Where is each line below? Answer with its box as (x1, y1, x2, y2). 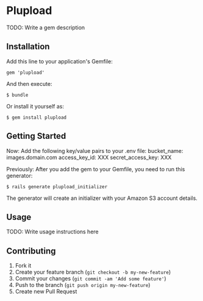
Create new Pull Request (15, 288, 77, 296)
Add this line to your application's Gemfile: (6, 57, 113, 65)
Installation (6, 41, 50, 52)
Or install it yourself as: (6, 102, 64, 110)
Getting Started (6, 131, 66, 141)
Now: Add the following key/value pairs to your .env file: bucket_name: (6, 147, 183, 154)
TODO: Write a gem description (6, 24, 85, 31)
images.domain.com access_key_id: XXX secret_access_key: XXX (6, 154, 172, 161)
